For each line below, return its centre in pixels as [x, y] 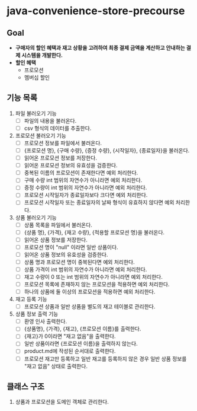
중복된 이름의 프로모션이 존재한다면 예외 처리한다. [81, 173]
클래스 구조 [26, 386]
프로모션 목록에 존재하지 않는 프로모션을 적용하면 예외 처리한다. [97, 284]
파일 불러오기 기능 [36, 113]
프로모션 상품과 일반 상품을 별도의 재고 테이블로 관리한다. [90, 307]
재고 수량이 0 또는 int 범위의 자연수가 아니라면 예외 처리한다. [93, 276]
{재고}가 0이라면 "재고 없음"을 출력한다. [70, 336]
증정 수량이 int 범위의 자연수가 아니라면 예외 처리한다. [85, 187]
